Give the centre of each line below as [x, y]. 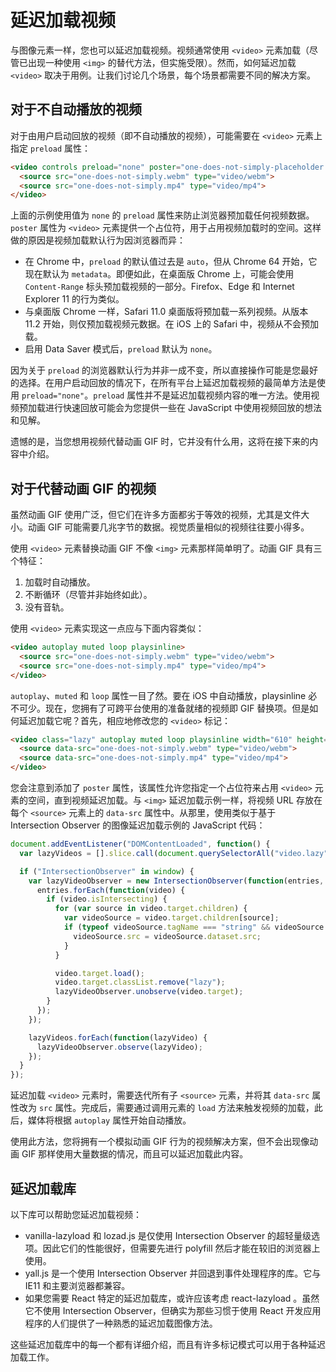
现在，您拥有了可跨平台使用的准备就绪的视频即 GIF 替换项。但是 [177, 708]
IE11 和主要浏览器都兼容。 [77, 1285]
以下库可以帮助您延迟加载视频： [76, 1214]
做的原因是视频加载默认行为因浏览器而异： [98, 240]
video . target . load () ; [99, 973]
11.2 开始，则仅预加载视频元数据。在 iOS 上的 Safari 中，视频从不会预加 [171, 324]
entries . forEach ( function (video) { [111, 890]
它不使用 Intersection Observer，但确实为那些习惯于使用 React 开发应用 [173, 1310]
